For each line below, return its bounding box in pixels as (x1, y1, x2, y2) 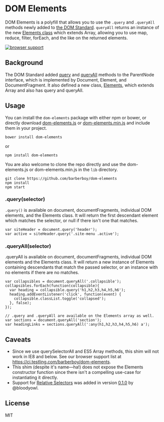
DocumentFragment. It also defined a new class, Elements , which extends (5, 82, 154, 88)
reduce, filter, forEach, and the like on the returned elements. (5, 35, 128, 41)
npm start (5, 185, 25, 190)
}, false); (9, 301, 32, 306)
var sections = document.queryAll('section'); (5, 318, 102, 323)
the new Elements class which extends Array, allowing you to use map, (5, 29, 148, 35)
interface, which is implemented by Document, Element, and (5, 77, 127, 83)
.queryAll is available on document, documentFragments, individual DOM (5, 254, 152, 260)
